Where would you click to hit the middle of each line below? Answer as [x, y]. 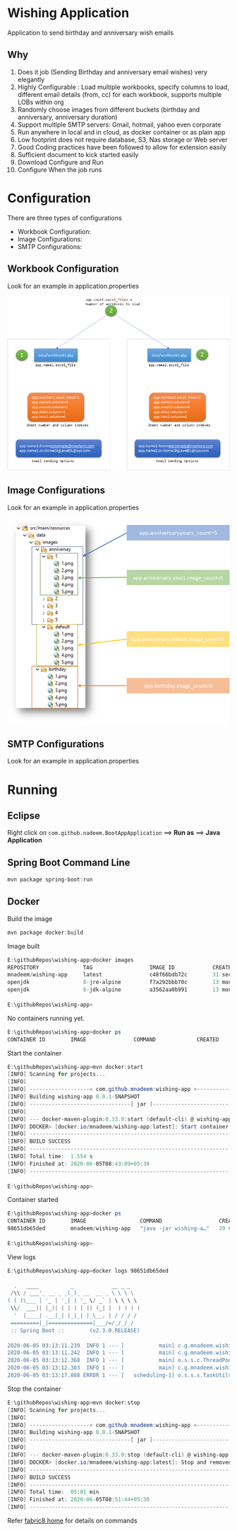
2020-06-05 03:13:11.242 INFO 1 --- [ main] [91, 1353]
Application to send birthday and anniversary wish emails [91, 33]
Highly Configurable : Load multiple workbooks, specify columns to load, [123, 87]
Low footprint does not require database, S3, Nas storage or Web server [122, 139]
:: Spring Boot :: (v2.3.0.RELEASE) [75, 1330]
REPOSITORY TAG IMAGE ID [91, 967]
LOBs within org [41, 102]
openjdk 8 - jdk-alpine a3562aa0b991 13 [113, 990]
